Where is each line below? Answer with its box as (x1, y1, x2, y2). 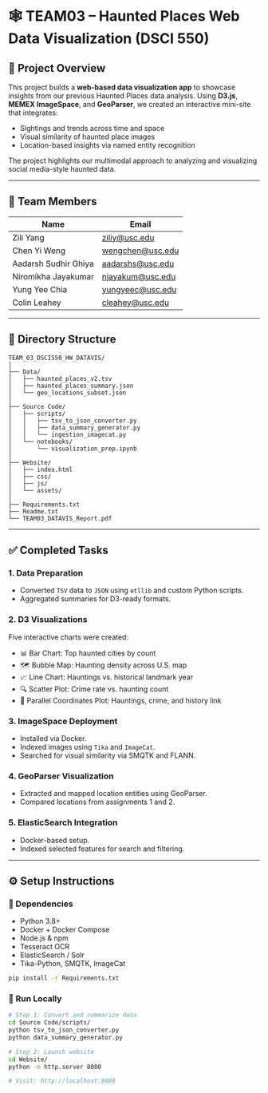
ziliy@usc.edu (101, 232, 155, 243)
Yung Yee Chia (12, 283, 68, 295)
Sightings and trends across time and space (19, 124, 165, 133)
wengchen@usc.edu (101, 245, 179, 256)
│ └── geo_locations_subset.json (8, 389, 127, 397)
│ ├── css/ (8, 473, 52, 481)
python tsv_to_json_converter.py (8, 1026, 120, 1035)
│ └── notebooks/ (8, 438, 73, 446)
